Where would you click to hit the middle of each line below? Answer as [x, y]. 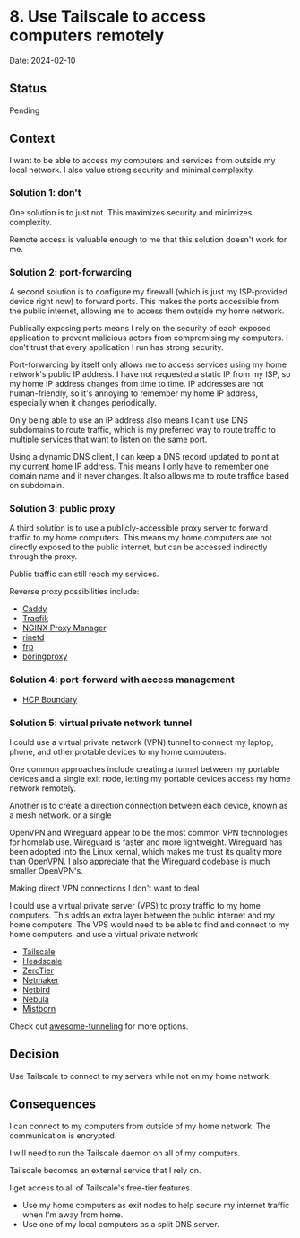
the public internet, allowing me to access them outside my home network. [147, 311]
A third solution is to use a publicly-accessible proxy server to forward [139, 528]
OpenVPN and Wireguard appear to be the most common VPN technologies [149, 833]
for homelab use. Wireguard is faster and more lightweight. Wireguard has [146, 842]
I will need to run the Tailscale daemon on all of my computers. [125, 1153]
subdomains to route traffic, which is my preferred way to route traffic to [142, 430]
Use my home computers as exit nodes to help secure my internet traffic [156, 1205]
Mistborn [39, 1009]
